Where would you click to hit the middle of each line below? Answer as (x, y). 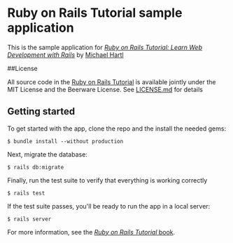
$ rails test (26, 193)
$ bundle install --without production (65, 141)
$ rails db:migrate (36, 167)
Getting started (41, 111)
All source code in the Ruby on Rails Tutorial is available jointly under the (112, 81)
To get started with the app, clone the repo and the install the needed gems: (116, 129)
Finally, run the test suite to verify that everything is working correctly (107, 180)
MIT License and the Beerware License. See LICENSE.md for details (105, 89)
